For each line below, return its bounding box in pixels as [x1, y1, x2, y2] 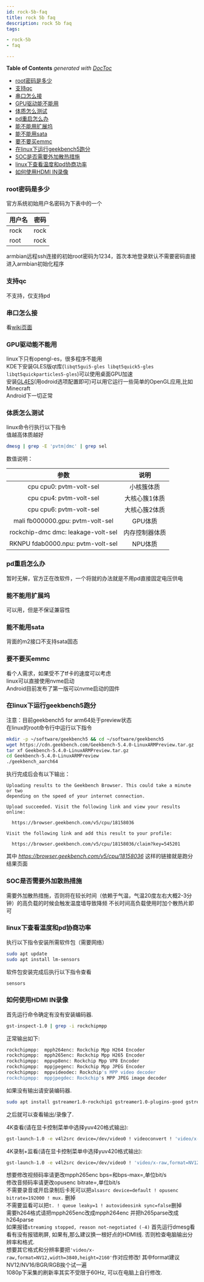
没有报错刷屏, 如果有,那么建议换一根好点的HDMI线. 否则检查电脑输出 [16, 1231, 188, 1238]
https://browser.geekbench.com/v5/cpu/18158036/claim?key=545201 [12, 841, 181, 847]
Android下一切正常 [6, 392, 53, 399]
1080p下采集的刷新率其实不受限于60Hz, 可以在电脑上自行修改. [6, 1269, 163, 1277]
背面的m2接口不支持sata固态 [6, 638, 78, 645]
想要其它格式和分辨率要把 [6, 1246, 70, 1253]
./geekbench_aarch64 [6, 759, 59, 765]
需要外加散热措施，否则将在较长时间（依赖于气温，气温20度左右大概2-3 [6, 892, 187, 899]
